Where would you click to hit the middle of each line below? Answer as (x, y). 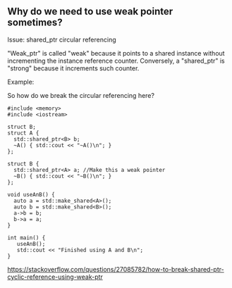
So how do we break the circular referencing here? (81, 95)
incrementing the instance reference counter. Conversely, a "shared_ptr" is (116, 61)
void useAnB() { (31, 194)
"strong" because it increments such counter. (73, 68)
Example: (21, 82)
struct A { (23, 133)
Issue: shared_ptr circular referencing (62, 39)
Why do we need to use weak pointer (90, 12)
